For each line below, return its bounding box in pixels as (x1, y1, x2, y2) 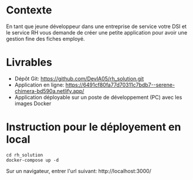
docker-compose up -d (6, 157, 59, 163)
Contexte (6, 4, 52, 17)
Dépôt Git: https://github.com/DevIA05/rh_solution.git (14, 75, 144, 82)
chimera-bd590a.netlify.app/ (14, 87, 84, 94)
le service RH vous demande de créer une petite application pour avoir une (6, 29, 188, 36)
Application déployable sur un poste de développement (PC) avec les (14, 94, 182, 101)
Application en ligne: (14, 81, 65, 88)
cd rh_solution (6, 152, 43, 158)
